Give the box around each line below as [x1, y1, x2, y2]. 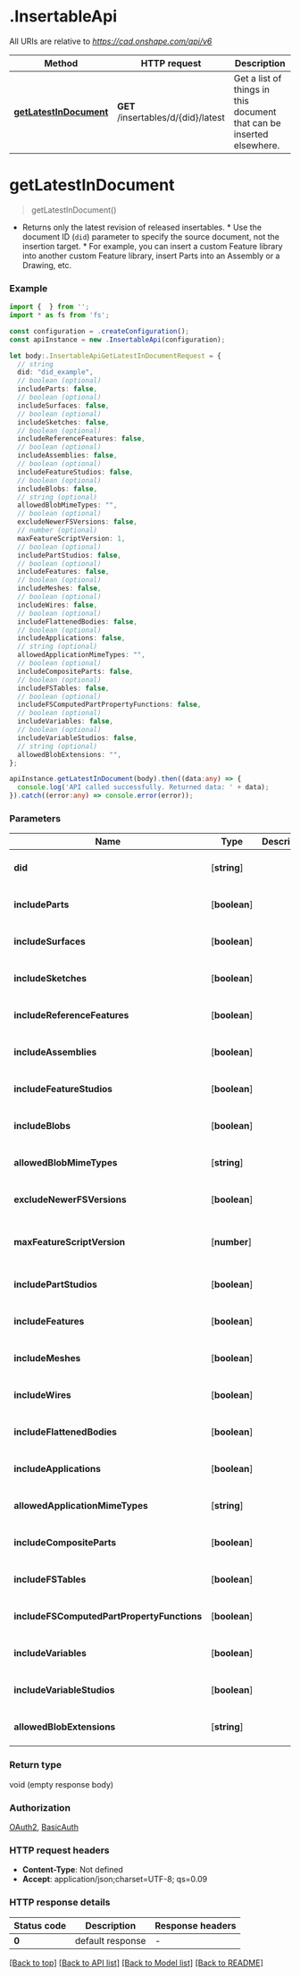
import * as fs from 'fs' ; [9, 311, 110, 320]
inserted [233, 128, 269, 140]
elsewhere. [233, 139, 280, 151]
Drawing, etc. [21, 259, 72, 270]
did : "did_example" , [17, 368, 94, 377]
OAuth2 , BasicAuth [9, 1821, 79, 1832]
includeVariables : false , [17, 717, 114, 726]
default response [74, 1934, 146, 1947]
